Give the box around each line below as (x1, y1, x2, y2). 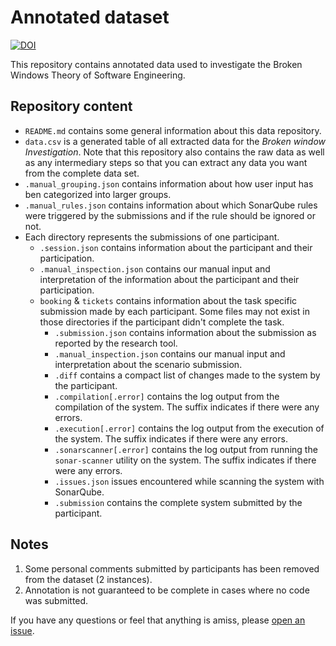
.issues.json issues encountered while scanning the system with (54, 475, 325, 487)
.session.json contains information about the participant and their (39, 241, 313, 253)
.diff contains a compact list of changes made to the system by (54, 369, 321, 381)
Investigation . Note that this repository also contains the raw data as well (24, 146, 325, 158)
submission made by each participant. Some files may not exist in (39, 305, 310, 317)
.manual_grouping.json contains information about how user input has (24, 177, 314, 190)
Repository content (10, 98, 133, 115)
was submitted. (24, 594, 89, 606)
